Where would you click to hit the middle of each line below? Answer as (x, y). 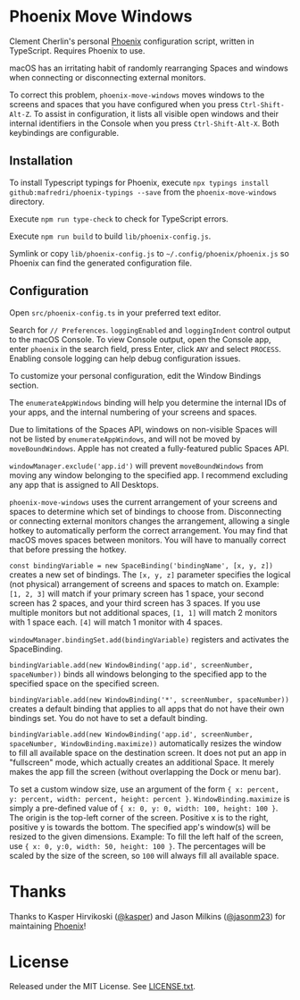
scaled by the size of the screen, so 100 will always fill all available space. (144, 855)
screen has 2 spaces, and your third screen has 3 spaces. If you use (135, 603)
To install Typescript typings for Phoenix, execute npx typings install (139, 182)
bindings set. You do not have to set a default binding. (108, 718)
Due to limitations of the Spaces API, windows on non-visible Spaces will (143, 429)
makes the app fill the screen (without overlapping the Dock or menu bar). (145, 771)
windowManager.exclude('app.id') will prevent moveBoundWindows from (136, 466)
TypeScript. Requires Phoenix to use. (77, 50)
